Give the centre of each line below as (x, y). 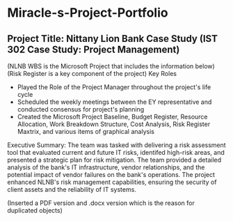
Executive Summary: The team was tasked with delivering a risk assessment (116, 145)
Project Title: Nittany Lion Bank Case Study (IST (112, 39)
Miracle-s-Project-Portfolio (88, 13)
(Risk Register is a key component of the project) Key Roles (92, 74)
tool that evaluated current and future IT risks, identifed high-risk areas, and (116, 152)
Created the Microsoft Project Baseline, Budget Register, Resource (112, 117)
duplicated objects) (35, 210)
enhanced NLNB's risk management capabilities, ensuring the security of (112, 182)
